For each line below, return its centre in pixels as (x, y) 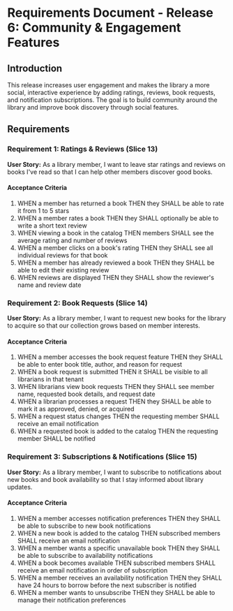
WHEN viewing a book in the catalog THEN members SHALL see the (115, 233)
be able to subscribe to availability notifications (85, 555)
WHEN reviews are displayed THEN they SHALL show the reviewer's (116, 277)
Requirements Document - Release (111, 13)
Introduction (35, 68)
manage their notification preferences (72, 600)
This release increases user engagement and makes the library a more (108, 85)
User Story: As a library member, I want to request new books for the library (117, 318)
